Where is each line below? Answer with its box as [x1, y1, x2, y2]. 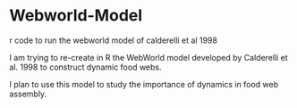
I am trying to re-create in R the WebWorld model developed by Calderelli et [9, 52, 288, 62]
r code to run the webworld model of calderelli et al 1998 [9, 35, 217, 46]
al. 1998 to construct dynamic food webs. [9, 62, 163, 72]
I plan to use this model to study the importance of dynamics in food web [9, 79, 279, 89]
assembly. [9, 88, 47, 99]
